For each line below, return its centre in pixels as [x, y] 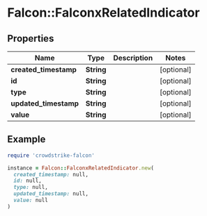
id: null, [28, 181]
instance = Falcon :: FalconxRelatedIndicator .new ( [81, 168]
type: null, [31, 188]
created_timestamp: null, [51, 174]
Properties [31, 39]
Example [26, 139]
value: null [31, 200]
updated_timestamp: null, [51, 194]
